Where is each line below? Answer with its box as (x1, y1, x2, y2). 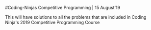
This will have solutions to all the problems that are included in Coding (5, 14, 147, 20)
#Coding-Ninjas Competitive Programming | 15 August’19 (5, 5, 120, 10)
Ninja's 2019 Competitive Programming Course (5, 20, 100, 25)
